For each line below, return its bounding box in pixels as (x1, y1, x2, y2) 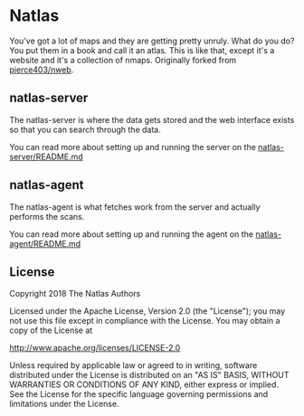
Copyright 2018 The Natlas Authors (9, 288, 141, 299)
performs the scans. (9, 211, 85, 222)
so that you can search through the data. (9, 124, 161, 135)
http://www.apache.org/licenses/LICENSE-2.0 (9, 343, 181, 354)
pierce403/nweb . (9, 64, 74, 75)
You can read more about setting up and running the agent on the (9, 228, 253, 240)
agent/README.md (9, 238, 81, 249)
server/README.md (9, 151, 83, 162)
